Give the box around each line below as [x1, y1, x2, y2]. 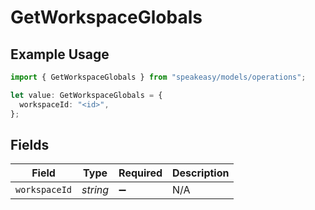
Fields [10, 136, 50, 153]
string [81, 183, 110, 197]
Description [172, 166, 230, 180]
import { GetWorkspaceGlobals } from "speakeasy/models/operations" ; [10, 72, 307, 82]
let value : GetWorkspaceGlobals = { [10, 90, 163, 100]
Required [118, 166, 163, 180]
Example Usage [10, 46, 110, 63]
